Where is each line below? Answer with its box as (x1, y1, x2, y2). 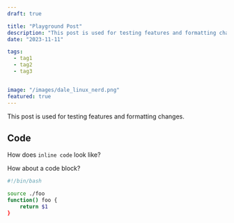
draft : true (7, 10, 42, 17)
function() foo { (7, 197, 58, 204)
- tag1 (13, 55, 33, 62)
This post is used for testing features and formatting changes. (7, 112, 185, 121)
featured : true (7, 93, 52, 100)
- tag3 (13, 68, 33, 75)
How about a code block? (7, 164, 81, 173)
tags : (7, 48, 23, 56)
